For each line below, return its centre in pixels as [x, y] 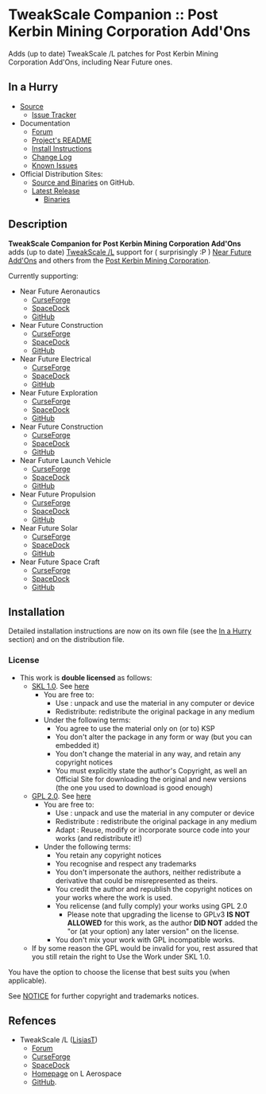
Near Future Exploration [58, 392]
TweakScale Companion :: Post [113, 15]
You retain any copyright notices [108, 855]
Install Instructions [62, 148]
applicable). [27, 980]
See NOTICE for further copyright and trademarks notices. [104, 995]
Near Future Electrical [55, 359]
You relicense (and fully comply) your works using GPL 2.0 [151, 905]
